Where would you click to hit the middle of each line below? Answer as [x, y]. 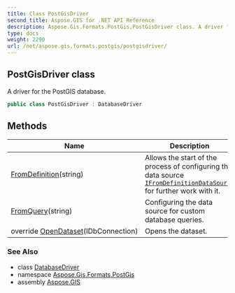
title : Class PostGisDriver [48, 14]
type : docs [23, 33]
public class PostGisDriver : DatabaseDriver [74, 104]
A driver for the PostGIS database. [57, 91]
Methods [27, 126]
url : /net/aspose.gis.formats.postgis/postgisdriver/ [87, 46]
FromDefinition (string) [47, 174]
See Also [23, 252]
